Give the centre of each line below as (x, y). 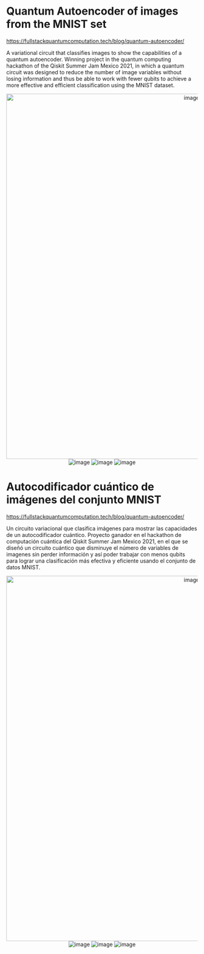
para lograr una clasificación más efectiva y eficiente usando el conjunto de (101, 561)
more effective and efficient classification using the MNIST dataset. (90, 85)
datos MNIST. (23, 567)
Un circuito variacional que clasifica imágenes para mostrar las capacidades (102, 528)
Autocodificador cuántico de (80, 487)
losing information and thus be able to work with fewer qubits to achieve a (99, 79)
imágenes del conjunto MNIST (84, 500)
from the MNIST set (56, 24)
